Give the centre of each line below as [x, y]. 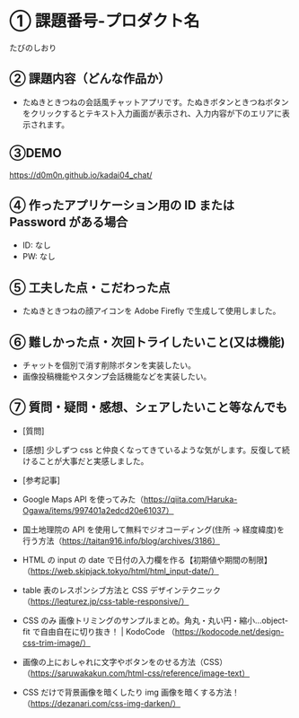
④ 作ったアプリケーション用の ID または [122, 205]
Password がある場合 [69, 222]
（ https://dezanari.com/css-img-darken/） [101, 703]
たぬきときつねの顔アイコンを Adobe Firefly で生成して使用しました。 [151, 311]
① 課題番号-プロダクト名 [105, 21]
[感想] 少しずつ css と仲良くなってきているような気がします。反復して [152, 450]
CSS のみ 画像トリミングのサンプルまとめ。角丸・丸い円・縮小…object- [155, 620]
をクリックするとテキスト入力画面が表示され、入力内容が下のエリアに [152, 113]
